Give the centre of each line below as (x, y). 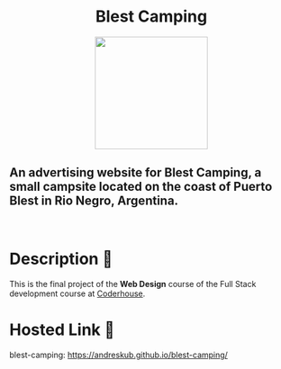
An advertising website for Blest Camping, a (136, 173)
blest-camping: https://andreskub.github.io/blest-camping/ (118, 355)
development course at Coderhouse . (77, 293)
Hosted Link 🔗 (62, 329)
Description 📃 (61, 259)
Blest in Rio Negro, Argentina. (94, 201)
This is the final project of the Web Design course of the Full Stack (133, 283)
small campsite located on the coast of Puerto (141, 187)
